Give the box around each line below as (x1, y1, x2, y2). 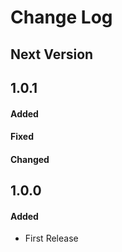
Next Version (10, 46, 94, 63)
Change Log (10, 6, 113, 29)
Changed (10, 153, 50, 165)
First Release (24, 232, 79, 245)
